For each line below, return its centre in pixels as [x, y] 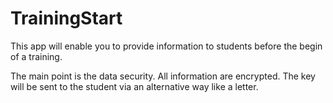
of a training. [36, 56]
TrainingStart [66, 18]
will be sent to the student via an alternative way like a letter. [134, 86]
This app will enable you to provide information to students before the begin [166, 46]
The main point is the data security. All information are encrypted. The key [163, 76]
